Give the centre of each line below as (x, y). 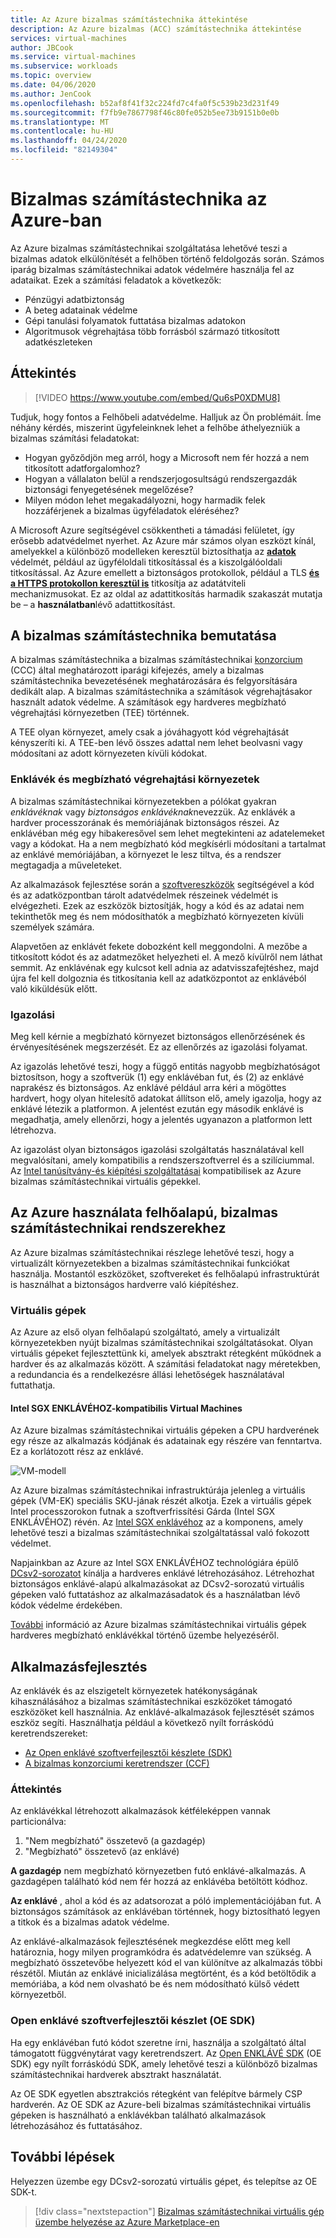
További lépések (62, 2157)
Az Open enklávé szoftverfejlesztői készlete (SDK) (128, 1753)
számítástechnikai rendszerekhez (118, 1228)
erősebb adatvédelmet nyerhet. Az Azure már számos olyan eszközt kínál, (163, 540)
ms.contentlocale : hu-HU (62, 131)
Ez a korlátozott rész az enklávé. (77, 1452)
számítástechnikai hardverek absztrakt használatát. (116, 2074)
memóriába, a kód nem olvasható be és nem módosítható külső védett (155, 1984)
